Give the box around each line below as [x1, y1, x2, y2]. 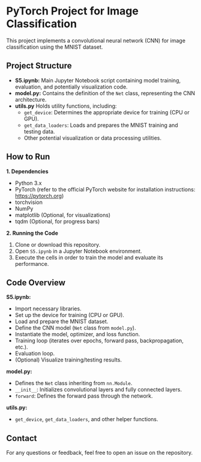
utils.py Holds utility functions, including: [14, 102, 117, 109]
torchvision [14, 199, 43, 206]
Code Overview [6, 277, 66, 288]
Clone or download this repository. [14, 241, 101, 248]
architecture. [14, 96, 47, 103]
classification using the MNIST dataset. [6, 43, 103, 51]
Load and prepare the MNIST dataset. [14, 318, 109, 325]
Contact [6, 433, 37, 443]
